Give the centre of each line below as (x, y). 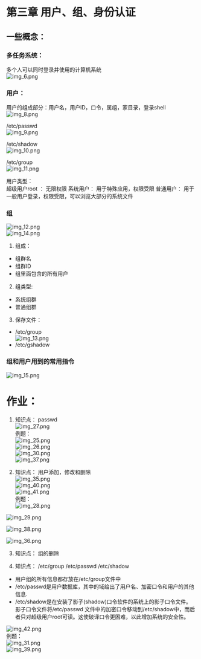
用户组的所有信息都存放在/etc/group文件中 (68, 579)
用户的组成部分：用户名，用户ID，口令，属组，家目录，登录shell (86, 108)
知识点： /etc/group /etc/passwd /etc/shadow (72, 566)
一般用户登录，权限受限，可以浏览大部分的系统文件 (70, 196)
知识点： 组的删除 (37, 553)
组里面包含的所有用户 (41, 274)
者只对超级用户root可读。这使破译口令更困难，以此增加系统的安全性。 (102, 617)
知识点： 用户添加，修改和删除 (53, 472)
